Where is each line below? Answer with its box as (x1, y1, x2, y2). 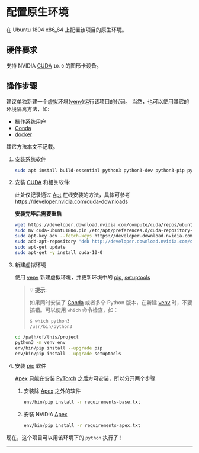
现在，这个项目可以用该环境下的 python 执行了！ (6, 433, 124, 441)
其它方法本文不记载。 (6, 143, 58, 150)
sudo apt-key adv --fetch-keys (14, 233, 92, 239)
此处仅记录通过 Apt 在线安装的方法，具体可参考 (14, 191, 130, 198)
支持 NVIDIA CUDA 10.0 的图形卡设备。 (6, 62, 102, 69)
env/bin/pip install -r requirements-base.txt (23, 399, 141, 405)
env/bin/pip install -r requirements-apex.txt (23, 422, 141, 428)
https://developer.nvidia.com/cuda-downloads (14, 198, 129, 205)
